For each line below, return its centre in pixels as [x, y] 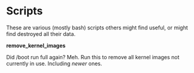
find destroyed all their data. [41, 34]
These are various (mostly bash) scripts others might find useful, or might [97, 28]
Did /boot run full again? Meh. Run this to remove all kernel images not [93, 57]
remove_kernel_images [36, 45]
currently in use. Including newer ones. [54, 63]
